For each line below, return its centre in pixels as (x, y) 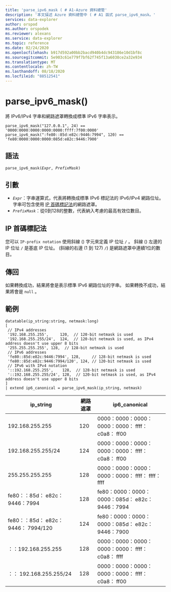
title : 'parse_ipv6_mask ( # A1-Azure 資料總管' (56, 10)
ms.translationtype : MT (31, 62)
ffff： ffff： (148, 475)
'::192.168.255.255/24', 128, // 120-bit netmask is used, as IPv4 (82, 375)
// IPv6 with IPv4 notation (37, 365)
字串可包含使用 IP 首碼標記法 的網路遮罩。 (56, 205)
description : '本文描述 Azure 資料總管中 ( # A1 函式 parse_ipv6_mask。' (81, 15)
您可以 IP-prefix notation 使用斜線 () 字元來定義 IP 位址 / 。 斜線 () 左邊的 (84, 242)
